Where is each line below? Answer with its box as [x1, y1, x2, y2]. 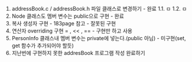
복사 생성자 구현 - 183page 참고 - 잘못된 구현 [11, 20, 116, 27]
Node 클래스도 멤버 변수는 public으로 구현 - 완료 [11, 12, 124, 19]
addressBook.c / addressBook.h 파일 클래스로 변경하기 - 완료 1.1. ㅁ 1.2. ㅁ [11, 5, 187, 12]
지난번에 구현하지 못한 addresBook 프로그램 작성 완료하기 [11, 50, 146, 56]
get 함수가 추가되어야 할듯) [11, 42, 74, 49]
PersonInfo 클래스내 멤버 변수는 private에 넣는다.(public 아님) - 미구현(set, [11, 35, 186, 41]
